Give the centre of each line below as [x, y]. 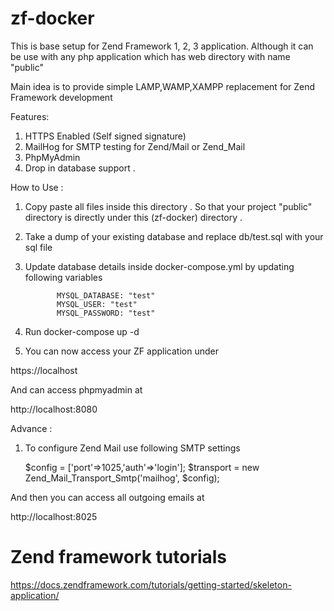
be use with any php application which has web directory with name [150, 56]
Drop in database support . [80, 168]
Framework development [61, 97]
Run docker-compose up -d [82, 331]
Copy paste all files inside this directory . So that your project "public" [168, 206]
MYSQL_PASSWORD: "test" [106, 313]
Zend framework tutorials [119, 557]
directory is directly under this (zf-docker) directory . [133, 217]
